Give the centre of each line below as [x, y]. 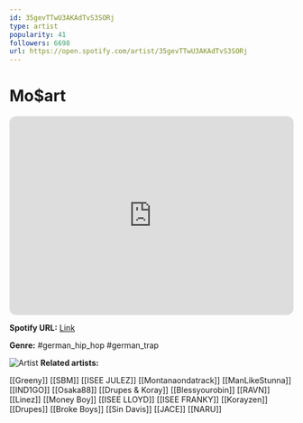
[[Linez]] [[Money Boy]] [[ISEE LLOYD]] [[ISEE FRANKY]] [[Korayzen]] [138, 399]
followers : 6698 [40, 43]
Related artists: [69, 363]
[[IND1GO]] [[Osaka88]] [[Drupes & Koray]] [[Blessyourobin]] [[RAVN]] [140, 390]
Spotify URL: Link [42, 328]
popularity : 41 [38, 34]
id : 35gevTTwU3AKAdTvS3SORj [62, 18]
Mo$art [38, 96]
